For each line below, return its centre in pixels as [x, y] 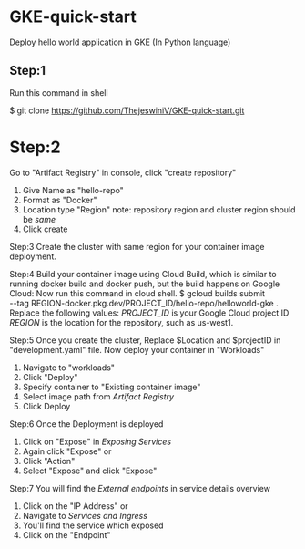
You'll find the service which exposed [93, 525]
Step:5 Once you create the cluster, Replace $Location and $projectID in [145, 340]
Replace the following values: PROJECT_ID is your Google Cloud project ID [149, 313]
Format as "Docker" [60, 200]
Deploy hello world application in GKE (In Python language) [120, 42]
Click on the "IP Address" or [76, 506]
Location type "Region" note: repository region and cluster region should [159, 209]
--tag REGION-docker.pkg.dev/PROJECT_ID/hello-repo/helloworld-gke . [144, 303]
